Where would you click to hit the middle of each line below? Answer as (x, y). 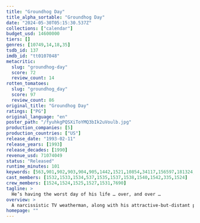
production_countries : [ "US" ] (44, 134)
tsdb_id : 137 (22, 51)
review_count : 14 (33, 78)
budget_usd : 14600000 (33, 34)
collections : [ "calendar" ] (40, 28)
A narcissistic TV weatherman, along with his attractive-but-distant (101, 205)
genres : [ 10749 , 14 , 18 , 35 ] (38, 45)
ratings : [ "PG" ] (26, 111)
